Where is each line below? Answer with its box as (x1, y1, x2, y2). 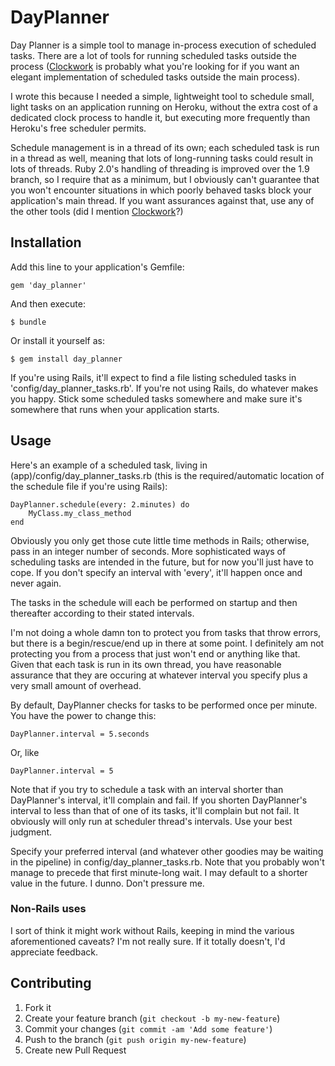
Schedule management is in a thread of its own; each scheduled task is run (10, 141, 320, 153)
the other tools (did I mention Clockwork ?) (10, 205, 184, 217)
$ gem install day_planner (10, 354, 123, 364)
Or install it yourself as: (10, 334, 105, 346)
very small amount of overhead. (10, 679, 142, 691)
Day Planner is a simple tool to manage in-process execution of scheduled (10, 39, 317, 51)
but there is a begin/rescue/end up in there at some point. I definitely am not (10, 637, 325, 649)
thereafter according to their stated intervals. (10, 607, 195, 619)
